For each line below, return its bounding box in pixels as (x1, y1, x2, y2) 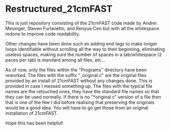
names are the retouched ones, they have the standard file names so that (5, 88, 159, 94)
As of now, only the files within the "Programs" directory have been (5, 67, 147, 73)
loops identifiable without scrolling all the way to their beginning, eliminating (5, 46, 165, 52)
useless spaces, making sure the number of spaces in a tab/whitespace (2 (5, 51, 162, 58)
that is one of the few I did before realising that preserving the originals (5, 99, 155, 105)
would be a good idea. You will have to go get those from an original (5, 104, 149, 111)
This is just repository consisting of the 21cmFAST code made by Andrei (5, 20, 157, 26)
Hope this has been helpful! (5, 120, 63, 126)
